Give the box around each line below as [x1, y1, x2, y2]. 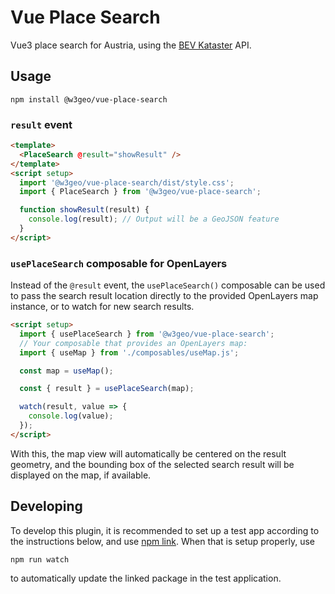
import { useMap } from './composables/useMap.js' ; [19, 347, 240, 358]
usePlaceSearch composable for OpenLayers [10, 256, 228, 270]
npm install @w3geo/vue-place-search [10, 94, 168, 105]
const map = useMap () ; [19, 366, 114, 376]
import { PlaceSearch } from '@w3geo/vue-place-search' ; [19, 187, 262, 197]
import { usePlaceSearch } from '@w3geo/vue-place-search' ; [19, 329, 275, 339]
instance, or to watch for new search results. [10, 301, 195, 313]
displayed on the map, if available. [10, 469, 152, 481]
